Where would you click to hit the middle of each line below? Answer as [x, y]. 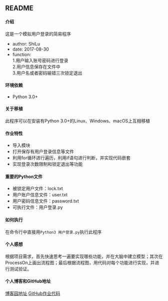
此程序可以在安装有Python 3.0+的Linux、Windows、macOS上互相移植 [77, 121]
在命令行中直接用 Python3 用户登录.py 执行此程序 [53, 232]
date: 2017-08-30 [30, 49]
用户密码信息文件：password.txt [45, 201]
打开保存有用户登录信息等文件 [43, 152]
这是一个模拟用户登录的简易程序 [38, 34]
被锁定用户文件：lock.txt [38, 189]
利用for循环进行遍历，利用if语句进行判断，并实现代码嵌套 [71, 158]
